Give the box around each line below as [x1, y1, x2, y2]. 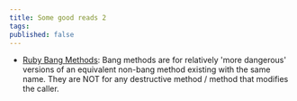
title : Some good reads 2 [9, 13, 106, 23]
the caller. [22, 83, 60, 95]
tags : [9, 22, 30, 31]
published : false [9, 30, 75, 39]
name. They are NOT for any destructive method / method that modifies [22, 74, 289, 85]
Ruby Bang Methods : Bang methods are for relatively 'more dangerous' [22, 55, 286, 66]
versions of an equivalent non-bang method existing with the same [22, 64, 271, 75]
